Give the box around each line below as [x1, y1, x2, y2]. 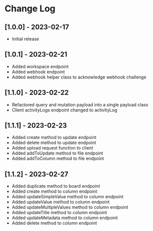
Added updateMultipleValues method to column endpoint [11, 204, 128, 210]
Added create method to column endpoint [11, 188, 98, 194]
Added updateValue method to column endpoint [11, 199, 110, 205]
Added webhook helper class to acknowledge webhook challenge [11, 74, 147, 80]
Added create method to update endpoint [11, 135, 97, 141]
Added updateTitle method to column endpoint [11, 210, 107, 216]
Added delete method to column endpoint [11, 220, 97, 226]
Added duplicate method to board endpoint [11, 183, 100, 189]
